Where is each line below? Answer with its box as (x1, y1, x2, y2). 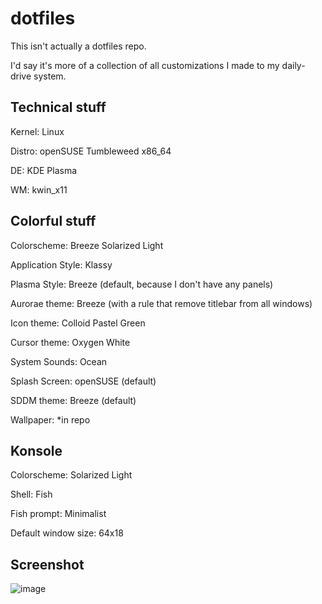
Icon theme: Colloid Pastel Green (10, 317, 146, 329)
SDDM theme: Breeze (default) (10, 394, 137, 406)
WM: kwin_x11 (10, 183, 68, 196)
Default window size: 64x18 (10, 527, 124, 539)
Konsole (10, 442, 63, 459)
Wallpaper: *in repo (10, 413, 91, 426)
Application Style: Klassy (10, 258, 113, 271)
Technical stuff (10, 99, 107, 116)
